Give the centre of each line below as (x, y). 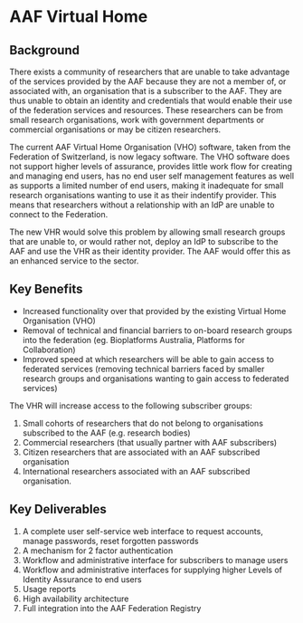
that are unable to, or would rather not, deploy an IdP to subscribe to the (144, 241)
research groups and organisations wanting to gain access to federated (156, 379)
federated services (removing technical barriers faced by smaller (143, 369)
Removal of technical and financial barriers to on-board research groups (157, 330)
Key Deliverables (58, 509)
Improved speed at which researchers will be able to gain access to (148, 359)
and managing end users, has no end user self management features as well (152, 176)
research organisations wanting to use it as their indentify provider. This (143, 195)
